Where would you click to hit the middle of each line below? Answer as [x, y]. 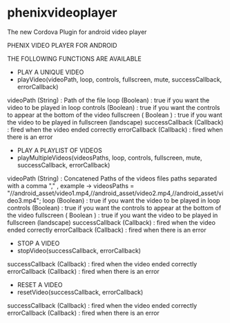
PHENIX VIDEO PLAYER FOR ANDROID [62, 45]
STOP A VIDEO [38, 243]
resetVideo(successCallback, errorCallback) [80, 292]
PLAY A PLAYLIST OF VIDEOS [59, 150]
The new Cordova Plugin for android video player [77, 32]
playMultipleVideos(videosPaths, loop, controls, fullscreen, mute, [109, 158]
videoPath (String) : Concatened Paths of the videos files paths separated [112, 178]
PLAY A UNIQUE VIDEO [50, 72]
